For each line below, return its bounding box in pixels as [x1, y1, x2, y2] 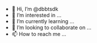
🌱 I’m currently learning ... [11, 18, 75, 24]
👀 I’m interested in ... [11, 12, 62, 19]
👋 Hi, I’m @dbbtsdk [11, 6, 59, 12]
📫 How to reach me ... [11, 31, 66, 37]
